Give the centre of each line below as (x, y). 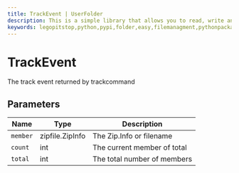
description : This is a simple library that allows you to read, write (116, 21)
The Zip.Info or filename (132, 136)
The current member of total (139, 147)
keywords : (22, 27)
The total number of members (142, 159)
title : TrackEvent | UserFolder (55, 14)
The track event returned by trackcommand (71, 82)
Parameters (34, 104)
